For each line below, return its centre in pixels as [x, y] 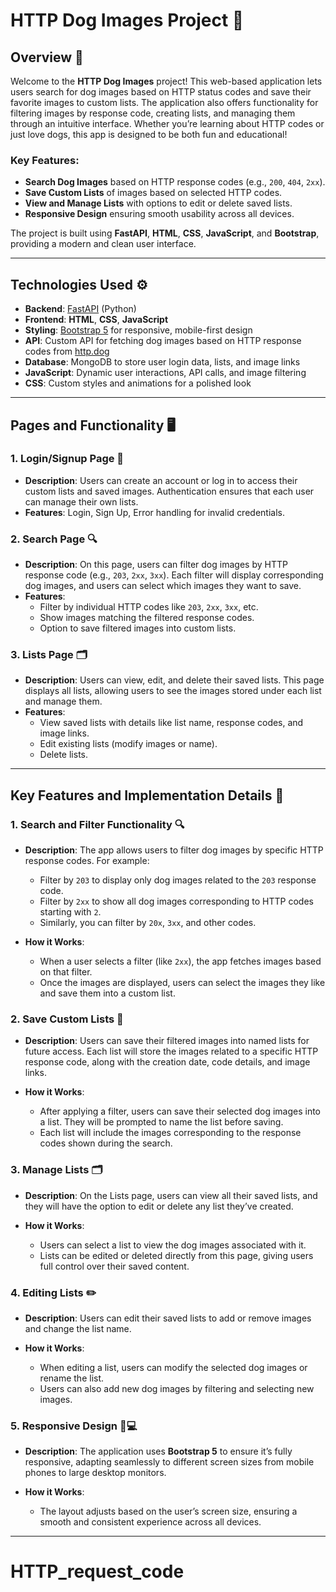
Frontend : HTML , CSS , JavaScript [96, 320]
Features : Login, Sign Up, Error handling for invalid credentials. [154, 512]
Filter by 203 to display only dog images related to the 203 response [178, 880]
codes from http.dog [67, 351]
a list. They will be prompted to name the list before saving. [161, 1122]
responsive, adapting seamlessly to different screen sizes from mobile [169, 1462]
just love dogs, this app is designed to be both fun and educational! [149, 134]
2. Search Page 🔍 [54, 539]
